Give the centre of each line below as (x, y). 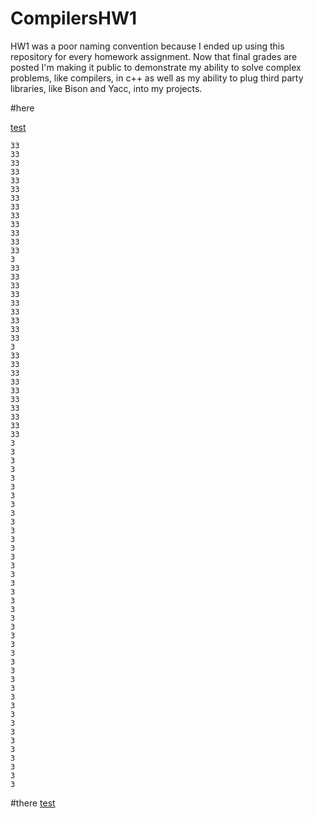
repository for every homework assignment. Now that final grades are (154, 56)
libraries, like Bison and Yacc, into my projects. (106, 88)
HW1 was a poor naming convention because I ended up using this (147, 46)
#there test (33, 803)
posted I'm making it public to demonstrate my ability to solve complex (156, 67)
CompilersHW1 (74, 18)
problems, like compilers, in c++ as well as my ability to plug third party (157, 78)
